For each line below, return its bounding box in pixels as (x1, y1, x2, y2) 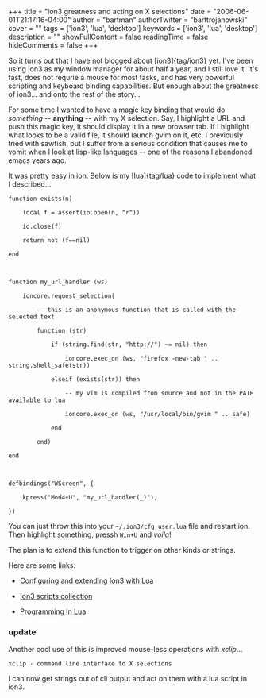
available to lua (8, 396, 66, 404)
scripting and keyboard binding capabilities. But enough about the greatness (8, 81, 259, 91)
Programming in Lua (19, 607, 87, 616)
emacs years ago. (8, 156, 67, 165)
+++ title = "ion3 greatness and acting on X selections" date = (8, 7, 212, 16)
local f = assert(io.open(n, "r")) (22, 209, 141, 217)
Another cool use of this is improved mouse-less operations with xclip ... (8, 645, 243, 654)
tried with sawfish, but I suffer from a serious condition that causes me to (8, 139, 248, 148)
